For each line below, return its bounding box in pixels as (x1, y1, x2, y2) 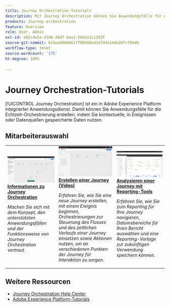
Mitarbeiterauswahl (5, 132, 69, 140)
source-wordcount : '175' (5, 51, 58, 56)
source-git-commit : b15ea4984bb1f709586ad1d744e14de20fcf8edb (5, 41, 139, 46)
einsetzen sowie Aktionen (58, 236, 112, 242)
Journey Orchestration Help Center (12, 291, 86, 297)
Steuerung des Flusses (58, 219, 106, 225)
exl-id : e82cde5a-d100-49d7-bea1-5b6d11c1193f (5, 35, 105, 40)
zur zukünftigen (116, 241, 150, 247)
